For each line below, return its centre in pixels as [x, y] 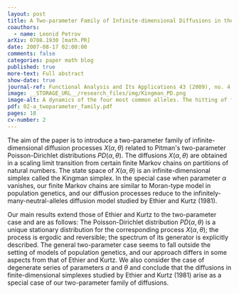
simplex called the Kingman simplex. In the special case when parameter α [117, 178]
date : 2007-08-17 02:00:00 [47, 47]
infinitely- [207, 193]
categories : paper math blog [51, 61]
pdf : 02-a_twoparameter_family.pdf [60, 107]
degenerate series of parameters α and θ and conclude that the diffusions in [119, 267]
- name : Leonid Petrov [47, 34]
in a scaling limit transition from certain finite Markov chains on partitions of [118, 163]
